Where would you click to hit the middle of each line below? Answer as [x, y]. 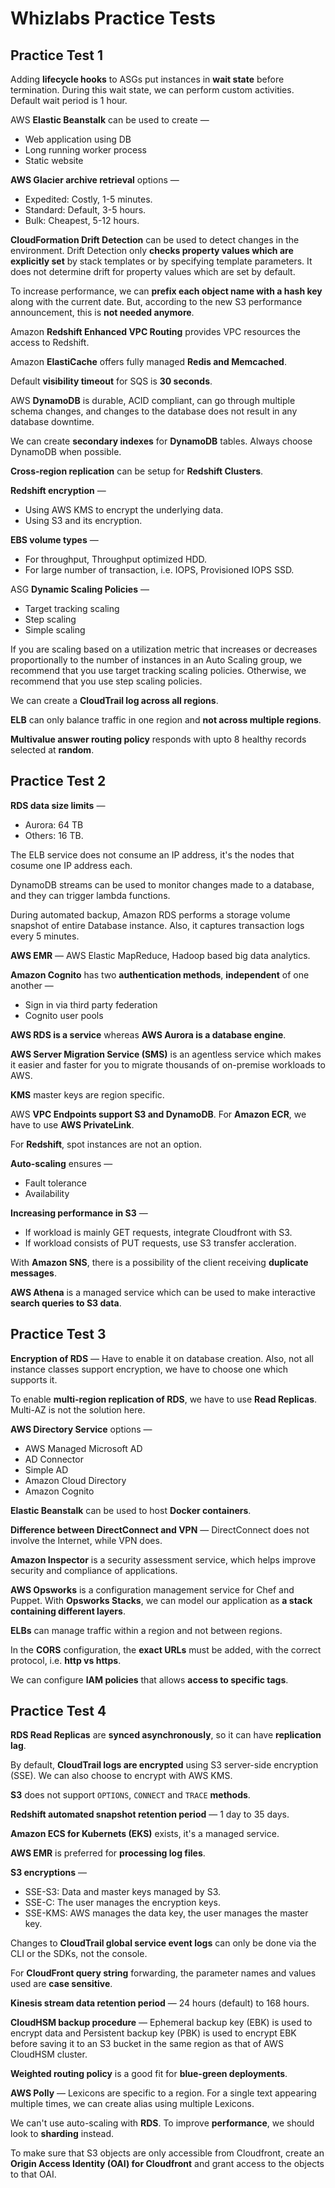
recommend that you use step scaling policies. [106, 681]
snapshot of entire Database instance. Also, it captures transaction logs [157, 925]
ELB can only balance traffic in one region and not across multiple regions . [166, 720]
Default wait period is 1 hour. [69, 100]
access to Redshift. [50, 342]
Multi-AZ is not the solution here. [78, 1409]
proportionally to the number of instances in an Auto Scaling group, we [156, 660]
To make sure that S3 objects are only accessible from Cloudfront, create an [167, 2153]
